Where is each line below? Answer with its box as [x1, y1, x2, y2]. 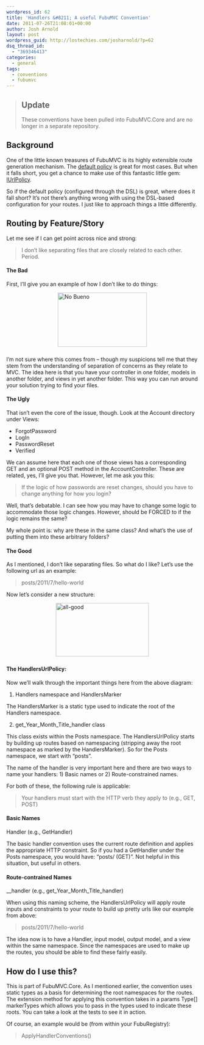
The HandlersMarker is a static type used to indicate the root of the [6, 702, 175, 710]
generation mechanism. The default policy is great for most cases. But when [6, 162, 198, 170]
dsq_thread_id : [6, 43, 45, 49]
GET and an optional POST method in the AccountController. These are [6, 465, 185, 472]
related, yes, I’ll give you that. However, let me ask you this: [6, 472, 155, 479]
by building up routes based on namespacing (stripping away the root [6, 739, 181, 746]
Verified [15, 446, 35, 454]
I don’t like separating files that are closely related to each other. [21, 246, 183, 253]
